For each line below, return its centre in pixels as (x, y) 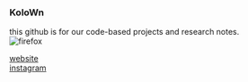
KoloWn (27, 12)
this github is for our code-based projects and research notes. (124, 32)
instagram (28, 68)
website (24, 59)
